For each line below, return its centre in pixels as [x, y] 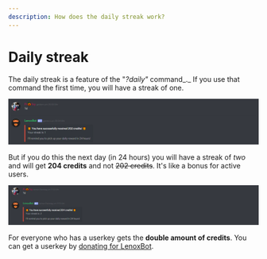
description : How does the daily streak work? [87, 17]
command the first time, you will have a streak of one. [96, 87]
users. [19, 174]
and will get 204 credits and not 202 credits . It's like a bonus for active [124, 165]
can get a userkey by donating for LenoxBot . [81, 245]
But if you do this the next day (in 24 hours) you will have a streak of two [127, 157]
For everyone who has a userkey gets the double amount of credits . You [128, 238]
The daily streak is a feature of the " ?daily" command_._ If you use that [124, 79]
